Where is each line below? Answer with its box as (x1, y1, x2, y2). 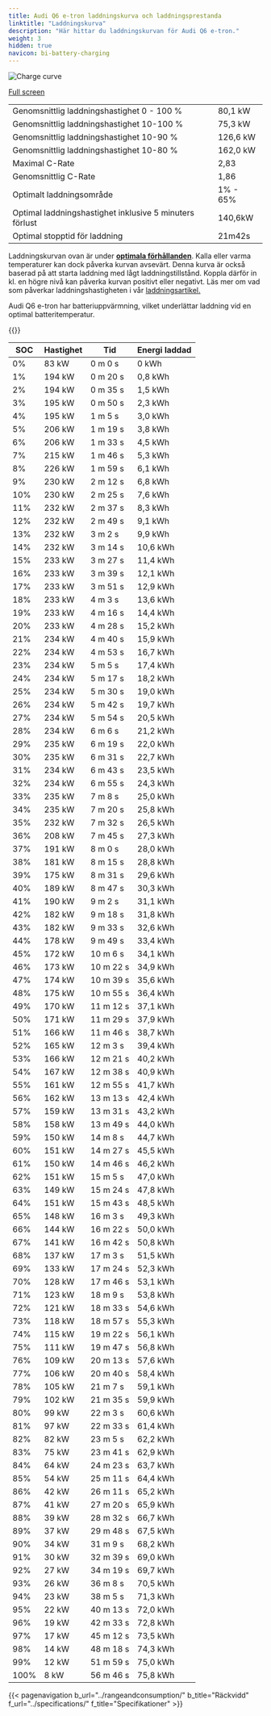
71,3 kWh (136, 1591, 175, 1602)
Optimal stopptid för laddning (12, 231, 123, 241)
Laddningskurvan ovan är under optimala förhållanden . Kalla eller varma (8, 251, 252, 261)
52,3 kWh (136, 1263, 175, 1274)
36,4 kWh (136, 988, 175, 998)
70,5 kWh (136, 1578, 175, 1588)
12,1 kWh (136, 568, 175, 579)
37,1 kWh (136, 1001, 175, 1011)
